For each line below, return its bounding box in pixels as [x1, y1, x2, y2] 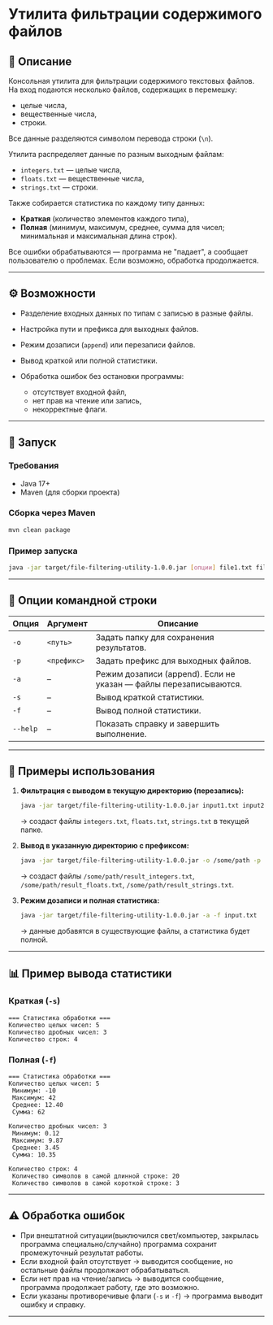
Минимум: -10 [11, 1087, 57, 1095]
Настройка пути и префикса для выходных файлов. [19, 324, 199, 333]
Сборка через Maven [8, 508, 96, 519]
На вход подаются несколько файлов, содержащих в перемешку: [8, 85, 237, 94]
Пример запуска [8, 545, 78, 556]
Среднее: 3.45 [11, 1144, 60, 1152]
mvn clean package [8, 525, 71, 534]
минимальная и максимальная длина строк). [19, 231, 177, 241]
